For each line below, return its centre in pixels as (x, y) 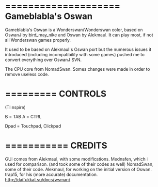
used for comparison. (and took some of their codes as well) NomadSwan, (79, 164)
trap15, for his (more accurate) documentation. (51, 174)
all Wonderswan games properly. (38, 40)
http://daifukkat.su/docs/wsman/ (38, 179)
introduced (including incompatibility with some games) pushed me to (75, 54)
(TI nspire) (15, 107)
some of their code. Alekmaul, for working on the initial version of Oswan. (78, 169)
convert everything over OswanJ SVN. (43, 60)
